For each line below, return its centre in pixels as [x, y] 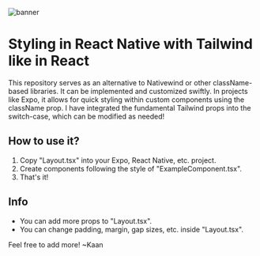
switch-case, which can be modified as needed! [87, 116]
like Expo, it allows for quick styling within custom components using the [126, 100]
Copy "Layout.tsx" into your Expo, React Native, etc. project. [118, 160]
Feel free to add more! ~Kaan [56, 244]
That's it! [34, 177]
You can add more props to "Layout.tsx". [86, 220]
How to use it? [44, 141]
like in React [49, 61]
